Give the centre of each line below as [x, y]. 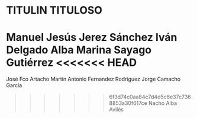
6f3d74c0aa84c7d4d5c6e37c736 [150, 97]
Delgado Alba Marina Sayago [79, 50]
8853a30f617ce [128, 103]
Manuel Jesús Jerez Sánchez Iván [92, 38]
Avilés [117, 110]
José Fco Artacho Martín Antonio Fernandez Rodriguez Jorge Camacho [93, 79]
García [14, 85]
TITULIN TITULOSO [54, 10]
